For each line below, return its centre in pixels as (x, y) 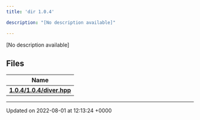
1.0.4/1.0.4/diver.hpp (40, 90)
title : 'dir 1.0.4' (30, 12)
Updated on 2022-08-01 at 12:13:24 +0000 (59, 110)
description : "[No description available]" (61, 22)
